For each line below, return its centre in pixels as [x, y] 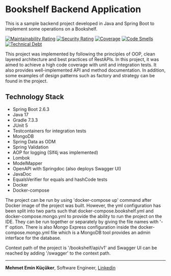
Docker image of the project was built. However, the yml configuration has [83, 205]
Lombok [21, 158]
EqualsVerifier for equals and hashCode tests [60, 179]
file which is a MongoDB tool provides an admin [101, 232]
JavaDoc [22, 174]
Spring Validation [31, 147]
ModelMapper [27, 163]
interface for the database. [33, 238]
